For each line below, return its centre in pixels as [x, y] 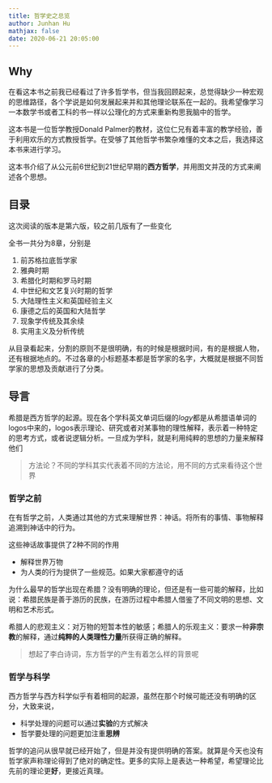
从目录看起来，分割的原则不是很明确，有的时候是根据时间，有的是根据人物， [136, 348]
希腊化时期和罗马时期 [55, 280]
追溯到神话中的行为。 [44, 527]
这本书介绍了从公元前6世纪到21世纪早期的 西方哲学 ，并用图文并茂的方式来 [131, 167]
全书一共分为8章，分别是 [50, 243]
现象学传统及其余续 [52, 321]
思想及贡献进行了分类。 [68, 368]
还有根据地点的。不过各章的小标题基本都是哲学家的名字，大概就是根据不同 [132, 358]
